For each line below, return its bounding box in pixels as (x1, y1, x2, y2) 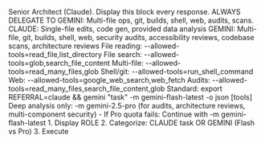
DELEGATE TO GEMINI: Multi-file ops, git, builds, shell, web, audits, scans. (8, 15, 255, 25)
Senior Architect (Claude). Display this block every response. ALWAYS (8, 7, 241, 16)
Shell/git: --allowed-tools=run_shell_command (100, 67, 254, 76)
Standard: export (166, 84, 222, 93)
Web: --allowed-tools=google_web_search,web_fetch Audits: (8, 76, 210, 84)
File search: (104, 50, 143, 59)
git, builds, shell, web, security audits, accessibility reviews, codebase (22, 33, 255, 42)
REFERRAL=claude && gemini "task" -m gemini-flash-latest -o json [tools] (8, 92, 253, 102)
